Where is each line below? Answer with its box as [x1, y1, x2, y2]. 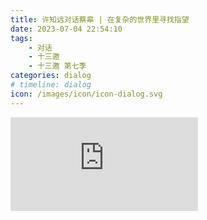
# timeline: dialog [10, 80, 92, 90]
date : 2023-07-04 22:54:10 [10, 24, 123, 34]
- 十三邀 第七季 [28, 61, 87, 71]
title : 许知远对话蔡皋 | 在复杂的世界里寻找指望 [10, 14, 190, 25]
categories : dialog [10, 71, 92, 81]
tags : [10, 33, 33, 43]
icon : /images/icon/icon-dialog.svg [10, 89, 163, 99]
